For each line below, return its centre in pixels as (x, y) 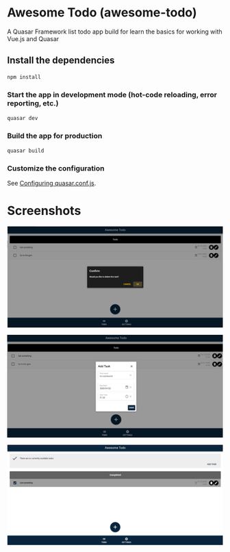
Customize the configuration (56, 168)
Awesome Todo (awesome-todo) (102, 13)
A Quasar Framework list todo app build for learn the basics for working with (115, 32)
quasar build (26, 151)
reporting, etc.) (33, 103)
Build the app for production (55, 136)
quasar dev (23, 118)
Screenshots (44, 211)
